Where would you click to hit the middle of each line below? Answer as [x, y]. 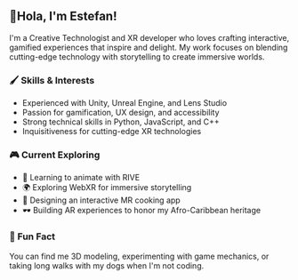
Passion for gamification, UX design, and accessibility [121, 113]
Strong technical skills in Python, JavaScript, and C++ [121, 122]
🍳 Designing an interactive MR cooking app [101, 200]
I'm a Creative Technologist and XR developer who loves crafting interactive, [149, 37]
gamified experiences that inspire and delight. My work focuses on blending [149, 47]
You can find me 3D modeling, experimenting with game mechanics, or [139, 256]
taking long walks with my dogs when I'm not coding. [107, 265]
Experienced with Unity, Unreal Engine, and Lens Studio [125, 103]
